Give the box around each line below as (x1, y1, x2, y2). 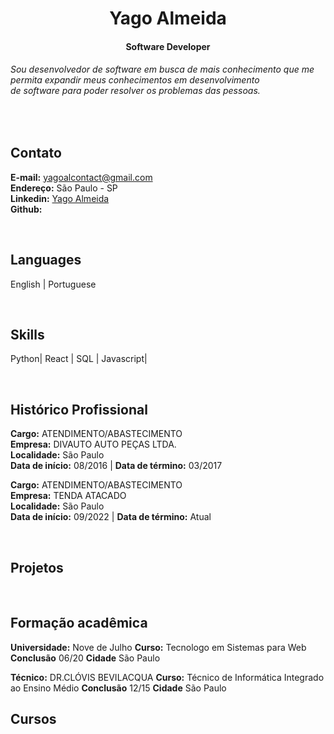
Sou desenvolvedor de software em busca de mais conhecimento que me (10, 63, 315, 76)
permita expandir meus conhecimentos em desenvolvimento (10, 74, 260, 86)
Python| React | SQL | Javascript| (10, 353, 148, 365)
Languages (10, 252, 82, 269)
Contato (10, 145, 62, 162)
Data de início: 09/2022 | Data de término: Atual (10, 511, 212, 523)
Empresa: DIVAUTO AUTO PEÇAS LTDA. (10, 438, 177, 451)
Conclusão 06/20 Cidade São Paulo (10, 652, 161, 664)
